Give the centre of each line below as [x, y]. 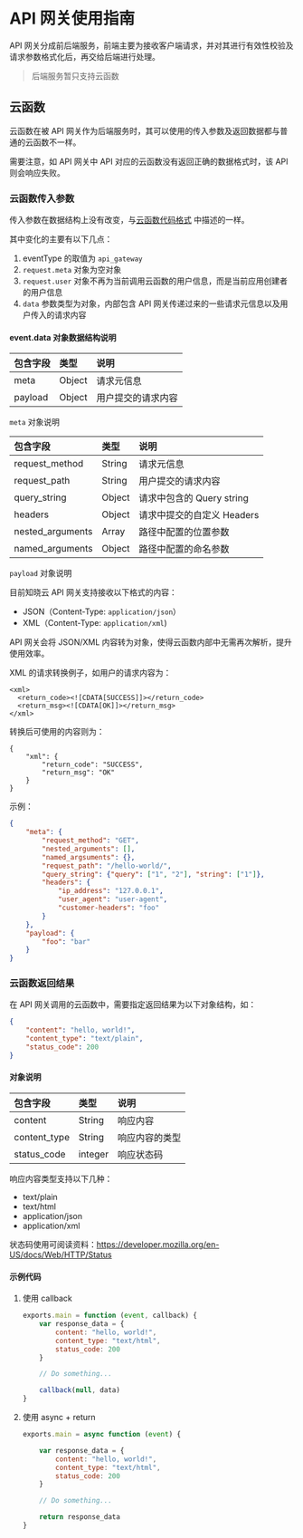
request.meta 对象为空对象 [72, 270]
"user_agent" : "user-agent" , [113, 899]
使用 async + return [59, 1418]
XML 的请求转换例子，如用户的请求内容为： [90, 673]
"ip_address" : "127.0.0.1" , [111, 891]
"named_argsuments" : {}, [89, 857]
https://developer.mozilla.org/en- [158, 1245]
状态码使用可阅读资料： [53, 1245]
